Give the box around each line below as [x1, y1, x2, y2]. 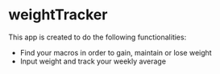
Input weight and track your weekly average [19, 56, 167, 66]
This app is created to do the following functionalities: [8, 32, 187, 42]
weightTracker [8, 6, 108, 24]
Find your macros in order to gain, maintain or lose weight [19, 47, 212, 57]
